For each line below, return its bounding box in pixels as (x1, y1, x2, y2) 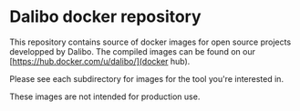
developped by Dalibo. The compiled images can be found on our (9, 45, 255, 56)
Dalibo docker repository (9, 6, 202, 27)
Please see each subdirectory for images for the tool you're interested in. (9, 73, 284, 84)
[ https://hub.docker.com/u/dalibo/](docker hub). (9, 55, 191, 66)
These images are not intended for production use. (9, 91, 201, 102)
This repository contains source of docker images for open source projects (9, 36, 292, 47)
